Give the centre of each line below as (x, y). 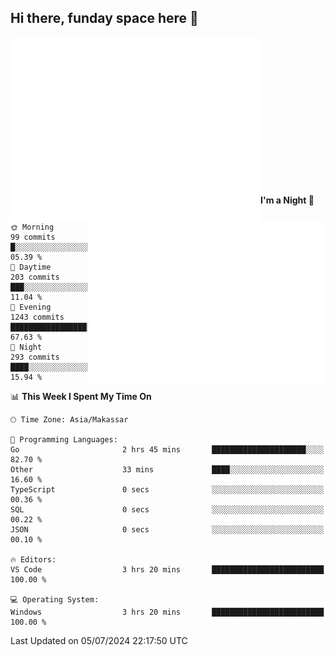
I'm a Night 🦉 (287, 200)
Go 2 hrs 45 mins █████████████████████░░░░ (167, 449)
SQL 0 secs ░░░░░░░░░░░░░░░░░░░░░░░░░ (167, 509)
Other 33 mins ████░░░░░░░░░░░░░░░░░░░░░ (167, 469)
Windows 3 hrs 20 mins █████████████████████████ (167, 612)
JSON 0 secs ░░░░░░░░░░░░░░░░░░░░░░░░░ (167, 529)
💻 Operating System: (55, 599)
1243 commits (37, 317)
